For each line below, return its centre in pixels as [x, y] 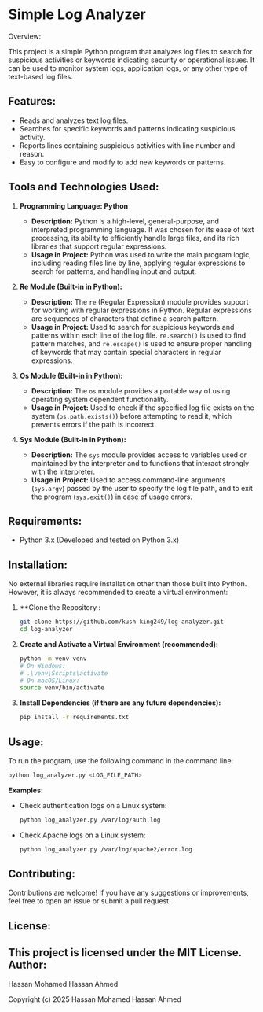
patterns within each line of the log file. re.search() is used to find [139, 335]
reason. [32, 153]
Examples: [26, 790]
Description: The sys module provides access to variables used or [139, 455]
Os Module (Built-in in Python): [71, 375]
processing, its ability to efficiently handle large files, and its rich [135, 238]
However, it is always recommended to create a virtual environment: [118, 593]
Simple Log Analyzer [77, 15]
